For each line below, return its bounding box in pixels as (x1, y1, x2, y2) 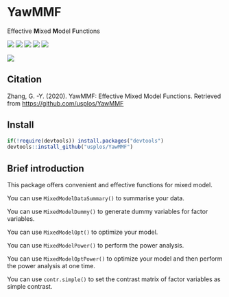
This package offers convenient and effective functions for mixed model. (7, 181, 213, 189)
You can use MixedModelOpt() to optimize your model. (7, 228, 158, 237)
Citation (7, 73, 43, 86)
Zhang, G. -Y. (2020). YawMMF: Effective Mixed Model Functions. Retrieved (7, 92, 221, 100)
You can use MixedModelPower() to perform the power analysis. (7, 241, 184, 250)
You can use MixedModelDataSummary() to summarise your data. (7, 194, 185, 202)
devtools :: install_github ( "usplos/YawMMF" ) (7, 143, 134, 151)
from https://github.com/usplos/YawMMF (7, 99, 124, 107)
